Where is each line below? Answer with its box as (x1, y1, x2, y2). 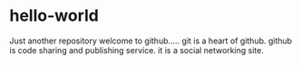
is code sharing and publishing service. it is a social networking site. (9, 44, 265, 55)
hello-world (9, 5, 100, 26)
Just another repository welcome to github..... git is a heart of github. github (9, 35, 293, 46)
